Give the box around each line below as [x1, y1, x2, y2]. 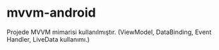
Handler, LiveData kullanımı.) [6, 35, 90, 43]
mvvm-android [6, 5, 96, 21]
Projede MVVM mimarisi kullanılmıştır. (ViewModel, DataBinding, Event [6, 28, 212, 36]
